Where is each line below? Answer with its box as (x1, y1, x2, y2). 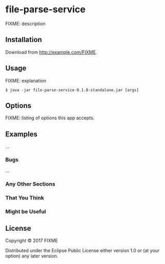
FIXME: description (5, 21, 46, 27)
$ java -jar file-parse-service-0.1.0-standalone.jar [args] (5, 87, 139, 93)
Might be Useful (5, 208, 46, 215)
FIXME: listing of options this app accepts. (5, 115, 95, 121)
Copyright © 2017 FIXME (5, 237, 58, 244)
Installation (5, 35, 42, 44)
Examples (5, 130, 38, 138)
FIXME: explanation (5, 77, 46, 84)
